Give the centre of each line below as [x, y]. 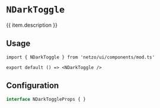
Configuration [33, 86]
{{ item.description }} [32, 25]
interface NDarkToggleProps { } [46, 99]
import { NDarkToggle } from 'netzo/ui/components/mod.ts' [81, 57]
